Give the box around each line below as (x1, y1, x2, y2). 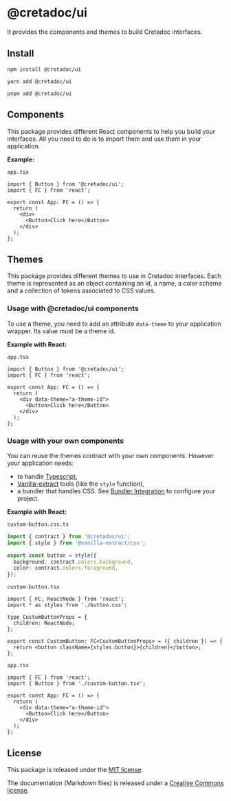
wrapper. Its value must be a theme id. (7, 326, 115, 335)
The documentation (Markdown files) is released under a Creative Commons (7, 779, 224, 787)
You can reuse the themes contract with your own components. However (7, 451, 214, 459)
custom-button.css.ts (7, 521, 69, 528)
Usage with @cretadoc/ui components (7, 304, 139, 313)
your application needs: (7, 459, 74, 467)
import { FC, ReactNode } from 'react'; (7, 595, 125, 603)
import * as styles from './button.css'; (7, 602, 128, 609)
